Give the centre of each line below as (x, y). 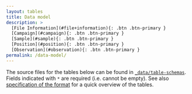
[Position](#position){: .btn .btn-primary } (68, 45)
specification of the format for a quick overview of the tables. (80, 84)
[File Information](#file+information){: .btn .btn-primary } (89, 28)
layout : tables (25, 11)
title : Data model (28, 17)
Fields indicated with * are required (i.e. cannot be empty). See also (88, 78)
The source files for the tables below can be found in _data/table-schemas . (96, 72)
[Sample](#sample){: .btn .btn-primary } (63, 39)
